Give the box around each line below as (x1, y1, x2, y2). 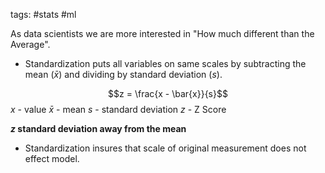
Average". (10, 39, 51, 50)
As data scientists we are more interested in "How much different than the (10, 28, 315, 39)
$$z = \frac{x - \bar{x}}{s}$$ (108, 88, 228, 99)
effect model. (24, 153, 80, 164)
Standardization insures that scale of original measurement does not (24, 142, 307, 154)
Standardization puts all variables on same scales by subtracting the (24, 58, 307, 69)
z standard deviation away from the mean (10, 123, 187, 134)
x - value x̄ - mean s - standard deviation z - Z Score (10, 104, 227, 115)
